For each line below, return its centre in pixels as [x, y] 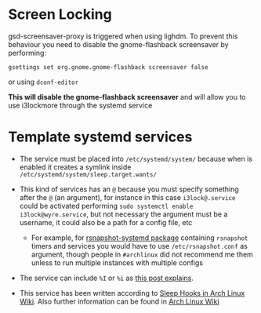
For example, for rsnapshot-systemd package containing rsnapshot [140, 238]
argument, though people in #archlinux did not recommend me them [142, 254]
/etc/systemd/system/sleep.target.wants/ [88, 174]
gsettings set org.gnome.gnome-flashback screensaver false [109, 67]
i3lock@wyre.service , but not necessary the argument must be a [123, 214]
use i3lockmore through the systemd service [80, 105]
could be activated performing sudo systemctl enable [106, 206]
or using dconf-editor [43, 82]
